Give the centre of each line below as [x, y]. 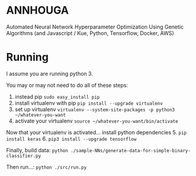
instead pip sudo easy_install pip [57, 96]
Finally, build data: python [37, 150]
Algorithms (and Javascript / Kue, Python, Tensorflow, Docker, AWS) [90, 33]
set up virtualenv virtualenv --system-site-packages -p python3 [95, 109]
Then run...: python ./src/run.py [46, 166]
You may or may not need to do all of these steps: [67, 85]
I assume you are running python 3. [50, 73]
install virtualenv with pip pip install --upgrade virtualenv [89, 103]
